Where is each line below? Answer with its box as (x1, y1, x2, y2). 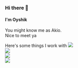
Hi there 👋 (5, 4, 29, 11)
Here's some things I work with (5, 43, 67, 48)
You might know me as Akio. (5, 27, 62, 33)
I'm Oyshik (5, 17, 28, 23)
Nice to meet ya (5, 33, 37, 39)
